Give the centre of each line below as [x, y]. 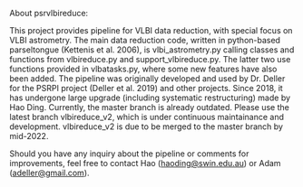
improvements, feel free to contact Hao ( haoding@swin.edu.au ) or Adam [145, 163]
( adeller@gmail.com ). [49, 173]
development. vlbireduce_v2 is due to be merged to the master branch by [147, 126]
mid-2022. [29, 136]
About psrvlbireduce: [49, 13]
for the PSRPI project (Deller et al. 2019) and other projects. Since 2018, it [146, 88]
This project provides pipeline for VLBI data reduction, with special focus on [151, 30]
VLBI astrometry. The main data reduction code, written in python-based [145, 40]
